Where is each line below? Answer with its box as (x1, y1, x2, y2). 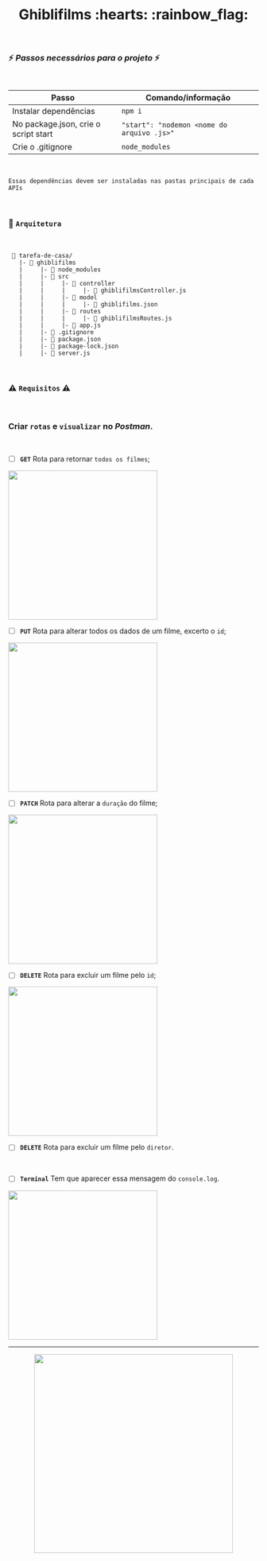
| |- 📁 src (18, 272, 69, 280)
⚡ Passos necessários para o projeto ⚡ (8, 52, 161, 63)
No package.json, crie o (12, 119, 101, 130)
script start (12, 129, 53, 140)
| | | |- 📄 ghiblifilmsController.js (18, 286, 187, 294)
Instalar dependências (12, 106, 95, 117)
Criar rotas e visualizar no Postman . (8, 420, 153, 431)
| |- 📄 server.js (18, 348, 91, 357)
